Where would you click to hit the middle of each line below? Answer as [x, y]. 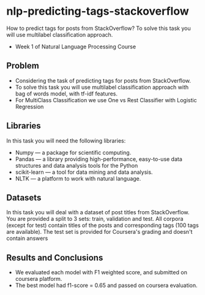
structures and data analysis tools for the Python [76, 165]
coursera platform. [39, 279]
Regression [29, 106]
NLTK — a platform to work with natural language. [78, 178]
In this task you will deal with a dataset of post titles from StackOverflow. [98, 212]
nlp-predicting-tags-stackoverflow [98, 11]
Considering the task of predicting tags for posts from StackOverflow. [103, 80]
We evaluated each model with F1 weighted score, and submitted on [101, 272]
